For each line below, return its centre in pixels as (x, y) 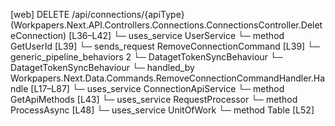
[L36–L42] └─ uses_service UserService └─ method (176, 35)
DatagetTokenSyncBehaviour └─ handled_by (102, 67)
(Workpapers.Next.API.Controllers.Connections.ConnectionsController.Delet (166, 25)
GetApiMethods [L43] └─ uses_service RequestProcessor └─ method (154, 99)
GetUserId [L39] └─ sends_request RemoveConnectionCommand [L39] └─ (165, 46)
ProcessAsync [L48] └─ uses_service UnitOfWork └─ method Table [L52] (162, 110)
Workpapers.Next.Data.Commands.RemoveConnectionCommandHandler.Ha (168, 78)
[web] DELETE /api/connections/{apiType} (97, 14)
